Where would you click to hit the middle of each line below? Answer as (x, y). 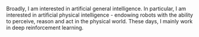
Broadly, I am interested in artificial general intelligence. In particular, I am (96, 9)
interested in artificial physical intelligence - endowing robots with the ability (100, 15)
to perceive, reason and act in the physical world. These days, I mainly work (99, 21)
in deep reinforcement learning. (45, 27)
